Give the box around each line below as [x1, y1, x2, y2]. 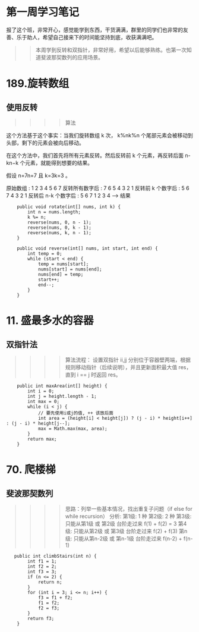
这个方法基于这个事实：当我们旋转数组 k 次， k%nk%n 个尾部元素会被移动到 [6, 131, 193, 139]
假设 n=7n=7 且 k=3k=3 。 [6, 172, 71, 179]
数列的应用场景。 [61, 54, 104, 61]
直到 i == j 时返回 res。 [65, 371, 121, 378]
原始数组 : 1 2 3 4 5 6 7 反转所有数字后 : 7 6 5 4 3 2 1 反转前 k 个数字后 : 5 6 [6, 184, 189, 191]
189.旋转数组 [6, 77, 70, 90]
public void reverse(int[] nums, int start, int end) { [17, 245, 159, 251]
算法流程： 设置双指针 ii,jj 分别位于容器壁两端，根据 [65, 356, 191, 363]
